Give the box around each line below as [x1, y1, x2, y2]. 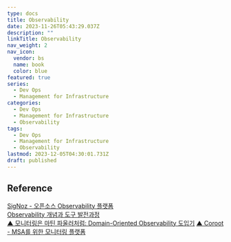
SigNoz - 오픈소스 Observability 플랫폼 [7, 201, 114, 210]
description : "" [7, 29, 54, 36]
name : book [13, 61, 45, 68]
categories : [7, 100, 41, 107]
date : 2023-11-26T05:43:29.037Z [7, 23, 100, 30]
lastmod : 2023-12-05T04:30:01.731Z [7, 151, 109, 158]
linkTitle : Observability [7, 36, 81, 43]
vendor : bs [13, 55, 45, 62]
